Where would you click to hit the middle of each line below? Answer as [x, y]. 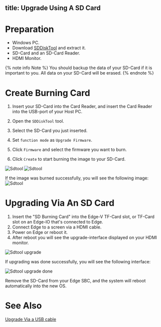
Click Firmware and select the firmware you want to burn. [69, 150]
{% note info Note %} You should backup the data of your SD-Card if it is [79, 68]
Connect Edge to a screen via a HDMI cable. [57, 227]
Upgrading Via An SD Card [60, 203]
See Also [23, 306]
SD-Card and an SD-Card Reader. [46, 53]
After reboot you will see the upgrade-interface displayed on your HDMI [85, 238]
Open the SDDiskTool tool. [38, 121]
